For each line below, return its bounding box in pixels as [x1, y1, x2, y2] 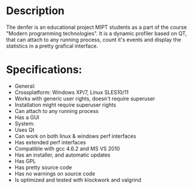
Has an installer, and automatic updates [14, 151, 111, 158]
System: [14, 120, 35, 127]
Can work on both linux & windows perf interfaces [14, 132, 137, 140]
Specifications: [6, 63, 82, 77]
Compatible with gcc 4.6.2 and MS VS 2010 [14, 145, 121, 152]
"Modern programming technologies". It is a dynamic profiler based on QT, [6, 29, 187, 37]
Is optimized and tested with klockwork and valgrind [14, 176, 141, 183]
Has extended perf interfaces [14, 138, 86, 145]
